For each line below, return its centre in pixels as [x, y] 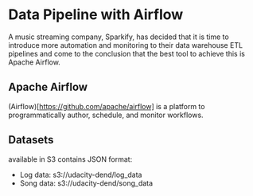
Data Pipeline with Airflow [96, 15]
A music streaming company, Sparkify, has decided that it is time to [119, 37]
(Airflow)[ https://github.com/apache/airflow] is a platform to [107, 106]
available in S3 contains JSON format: [70, 159]
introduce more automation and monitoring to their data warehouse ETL [126, 45]
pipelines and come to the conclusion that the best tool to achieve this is [127, 53]
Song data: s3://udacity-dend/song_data [86, 183]
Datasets [31, 140]
